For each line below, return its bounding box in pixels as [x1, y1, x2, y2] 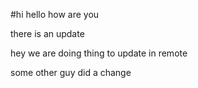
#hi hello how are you [10, 9, 100, 20]
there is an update [10, 28, 85, 39]
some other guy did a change [10, 67, 132, 78]
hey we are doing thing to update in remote [10, 47, 188, 59]
